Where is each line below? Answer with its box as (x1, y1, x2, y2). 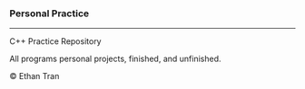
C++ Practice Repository (9, 36, 102, 47)
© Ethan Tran (9, 71, 60, 82)
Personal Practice (9, 7, 90, 20)
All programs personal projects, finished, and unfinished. (9, 53, 221, 65)
